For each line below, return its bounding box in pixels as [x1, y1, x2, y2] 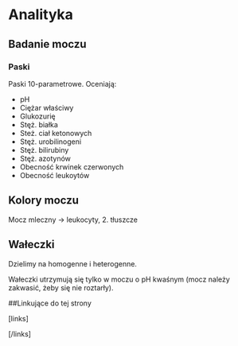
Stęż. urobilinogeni [19, 137, 82, 146]
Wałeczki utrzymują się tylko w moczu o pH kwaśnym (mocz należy [8, 274, 231, 284]
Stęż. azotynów [19, 154, 72, 163]
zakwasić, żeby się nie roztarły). [8, 282, 114, 292]
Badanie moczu [8, 37, 87, 51]
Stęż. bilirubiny [19, 145, 69, 154]
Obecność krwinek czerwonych [19, 161, 124, 172]
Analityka [8, 6, 74, 24]
